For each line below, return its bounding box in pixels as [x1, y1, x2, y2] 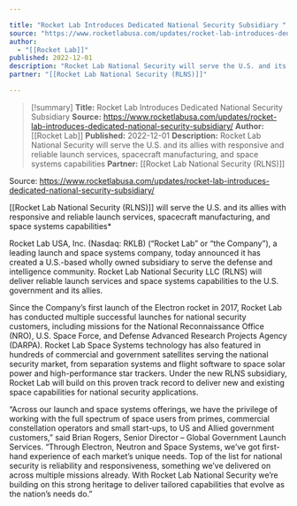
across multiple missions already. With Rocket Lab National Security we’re [9, 470, 278, 480]
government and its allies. [9, 285, 103, 295]
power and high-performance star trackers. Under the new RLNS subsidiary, [9, 368, 287, 379]
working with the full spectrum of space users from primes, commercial [9, 413, 270, 424]
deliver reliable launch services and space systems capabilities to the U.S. [9, 275, 279, 286]
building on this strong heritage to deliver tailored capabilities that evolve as [9, 479, 286, 489]
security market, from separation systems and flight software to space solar [9, 358, 286, 369]
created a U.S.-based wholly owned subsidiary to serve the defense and [9, 257, 273, 267]
